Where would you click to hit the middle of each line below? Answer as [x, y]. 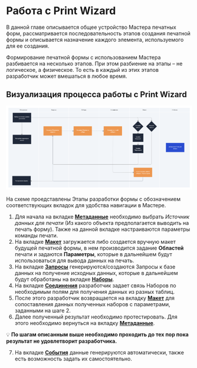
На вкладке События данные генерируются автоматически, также [99, 352]
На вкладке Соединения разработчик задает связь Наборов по [95, 285]
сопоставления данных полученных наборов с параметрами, [92, 304]
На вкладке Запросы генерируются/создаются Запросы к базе [95, 267]
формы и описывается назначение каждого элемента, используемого [95, 39]
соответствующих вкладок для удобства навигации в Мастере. [86, 205]
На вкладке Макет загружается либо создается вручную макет [95, 241]
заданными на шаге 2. [42, 310]
